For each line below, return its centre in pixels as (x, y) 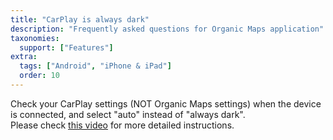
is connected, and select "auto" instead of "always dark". (128, 114)
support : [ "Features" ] (66, 47)
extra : (24, 57)
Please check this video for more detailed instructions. (122, 125)
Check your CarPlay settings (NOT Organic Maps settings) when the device (166, 103)
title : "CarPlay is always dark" (80, 19)
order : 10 (39, 76)
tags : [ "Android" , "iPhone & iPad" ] (95, 66)
